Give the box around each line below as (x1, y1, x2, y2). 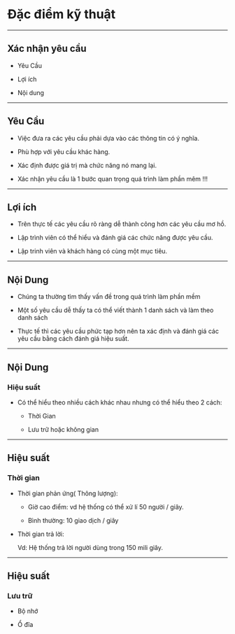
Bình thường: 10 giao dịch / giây (27, 516, 119, 524)
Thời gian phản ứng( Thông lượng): (17, 489, 118, 498)
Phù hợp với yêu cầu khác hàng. (17, 147, 111, 156)
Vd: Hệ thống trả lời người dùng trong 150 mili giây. (17, 543, 163, 551)
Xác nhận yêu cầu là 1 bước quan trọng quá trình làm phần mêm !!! (17, 174, 208, 183)
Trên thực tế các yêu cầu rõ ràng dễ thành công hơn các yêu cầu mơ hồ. (17, 220, 227, 228)
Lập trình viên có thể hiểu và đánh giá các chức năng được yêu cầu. (17, 234, 213, 242)
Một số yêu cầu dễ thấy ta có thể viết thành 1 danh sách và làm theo (17, 306, 214, 314)
